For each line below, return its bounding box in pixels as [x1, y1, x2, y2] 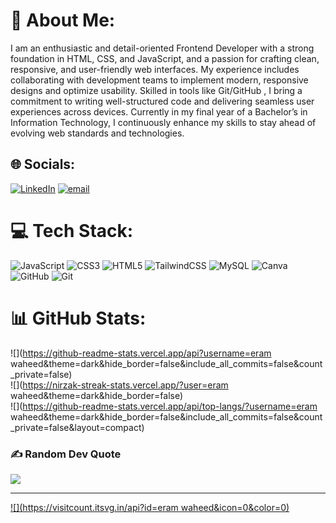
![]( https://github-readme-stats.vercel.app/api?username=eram [10, 347, 272, 359]
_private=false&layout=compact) [10, 421, 145, 433]
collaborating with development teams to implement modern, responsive [10, 74, 309, 86]
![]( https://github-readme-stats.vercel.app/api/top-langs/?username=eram [10, 400, 318, 412]
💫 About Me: [10, 9, 116, 32]
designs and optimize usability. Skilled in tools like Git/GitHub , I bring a [10, 84, 303, 96]
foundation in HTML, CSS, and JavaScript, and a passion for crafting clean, [10, 52, 320, 64]
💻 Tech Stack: [10, 219, 134, 242]
